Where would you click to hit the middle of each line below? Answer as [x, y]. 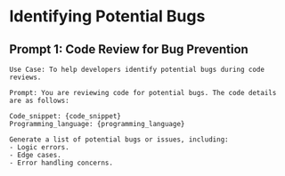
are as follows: [39, 100]
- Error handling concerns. [61, 163]
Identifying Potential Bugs [107, 16]
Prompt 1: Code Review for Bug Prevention [129, 49]
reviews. [25, 77]
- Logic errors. [39, 148]
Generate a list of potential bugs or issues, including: [119, 140]
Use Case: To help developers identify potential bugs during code [137, 69]
